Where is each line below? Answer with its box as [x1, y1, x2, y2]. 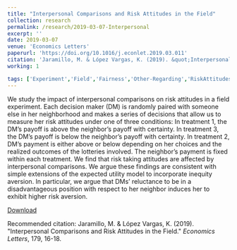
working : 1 [7, 63, 39, 70]
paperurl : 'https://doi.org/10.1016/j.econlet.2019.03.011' [7, 50, 188, 57]
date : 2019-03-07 [7, 37, 59, 44]
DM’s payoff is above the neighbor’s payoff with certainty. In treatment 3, [7, 125, 219, 133]
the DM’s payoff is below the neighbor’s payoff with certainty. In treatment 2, [7, 132, 230, 141]
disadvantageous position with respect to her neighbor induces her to [7, 185, 210, 193]
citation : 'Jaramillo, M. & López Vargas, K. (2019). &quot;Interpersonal [7, 56, 232, 63]
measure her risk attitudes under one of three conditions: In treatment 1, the [7, 117, 227, 125]
